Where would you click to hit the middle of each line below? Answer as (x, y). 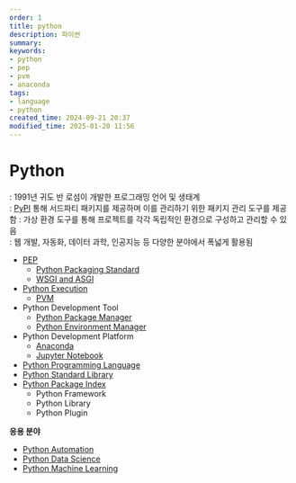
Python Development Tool (70, 308)
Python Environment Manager (91, 326)
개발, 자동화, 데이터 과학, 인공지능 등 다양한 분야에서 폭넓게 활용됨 (138, 241)
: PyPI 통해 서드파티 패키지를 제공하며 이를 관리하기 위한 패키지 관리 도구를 (140, 208)
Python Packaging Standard (87, 269)
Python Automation (58, 449)
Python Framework (71, 393)
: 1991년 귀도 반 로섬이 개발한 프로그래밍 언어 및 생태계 (105, 197)
